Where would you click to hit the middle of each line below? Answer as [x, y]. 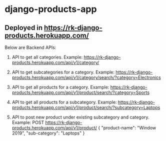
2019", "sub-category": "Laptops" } [48, 133]
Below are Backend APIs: [30, 47]
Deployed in [24, 28]
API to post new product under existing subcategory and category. [80, 117]
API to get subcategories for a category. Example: [63, 72]
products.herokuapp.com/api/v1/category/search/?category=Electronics [86, 77]
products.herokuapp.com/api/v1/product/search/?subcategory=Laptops [86, 107]
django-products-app [51, 9]
